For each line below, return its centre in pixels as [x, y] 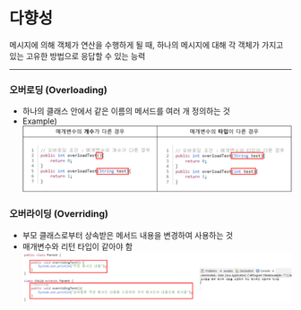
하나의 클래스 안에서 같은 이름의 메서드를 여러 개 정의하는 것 [126, 111]
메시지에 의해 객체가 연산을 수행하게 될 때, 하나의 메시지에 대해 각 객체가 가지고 [146, 45]
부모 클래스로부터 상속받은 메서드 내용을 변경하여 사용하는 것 [128, 235]
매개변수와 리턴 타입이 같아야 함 [77, 246]
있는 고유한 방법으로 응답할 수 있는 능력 [77, 56]
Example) [40, 121]
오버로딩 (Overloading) [58, 90]
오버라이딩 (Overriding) [59, 214]
